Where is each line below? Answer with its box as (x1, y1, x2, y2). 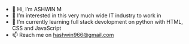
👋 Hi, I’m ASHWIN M (11, 6, 62, 12)
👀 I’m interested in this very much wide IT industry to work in (11, 12, 161, 19)
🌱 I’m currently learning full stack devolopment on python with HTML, (11, 18, 184, 25)
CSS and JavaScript (11, 24, 62, 32)
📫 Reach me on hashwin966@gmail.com (11, 32, 114, 38)
